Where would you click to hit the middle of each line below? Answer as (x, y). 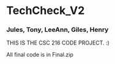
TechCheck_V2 (46, 11)
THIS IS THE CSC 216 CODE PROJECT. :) (58, 43)
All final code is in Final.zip (40, 55)
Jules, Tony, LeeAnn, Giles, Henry (57, 30)
